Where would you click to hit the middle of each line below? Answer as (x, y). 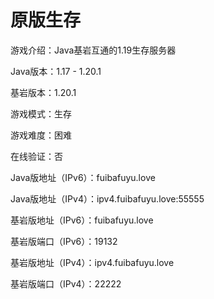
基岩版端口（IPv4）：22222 (66, 283)
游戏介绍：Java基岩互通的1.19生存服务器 (93, 50)
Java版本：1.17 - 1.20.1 (56, 71)
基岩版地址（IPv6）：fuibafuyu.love (82, 220)
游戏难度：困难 (41, 135)
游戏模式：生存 (41, 113)
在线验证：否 (36, 156)
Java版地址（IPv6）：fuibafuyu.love (83, 177)
